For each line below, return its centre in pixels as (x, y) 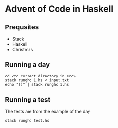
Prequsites (22, 27)
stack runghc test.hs (27, 120)
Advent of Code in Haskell (59, 9)
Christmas (23, 49)
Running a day (28, 65)
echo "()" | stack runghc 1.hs (37, 84)
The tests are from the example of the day (48, 111)
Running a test (28, 100)
